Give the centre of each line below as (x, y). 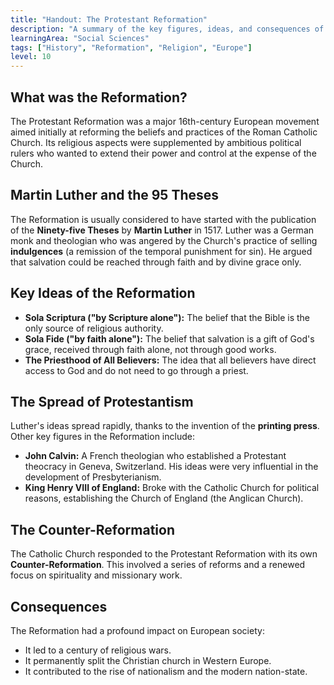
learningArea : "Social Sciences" (80, 38)
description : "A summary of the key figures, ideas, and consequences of (167, 29)
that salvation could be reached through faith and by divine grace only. (156, 262)
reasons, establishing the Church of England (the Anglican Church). (164, 498)
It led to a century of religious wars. (98, 650)
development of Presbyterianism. (93, 477)
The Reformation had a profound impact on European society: (137, 630)
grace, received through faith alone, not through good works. (150, 349)
